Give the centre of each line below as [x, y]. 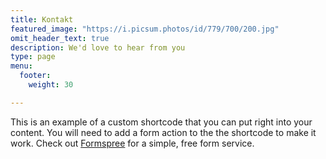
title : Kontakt [42, 19]
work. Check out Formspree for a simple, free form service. [132, 143]
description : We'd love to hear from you [98, 47]
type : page [33, 57]
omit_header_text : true [60, 38]
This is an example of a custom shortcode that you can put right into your [161, 122]
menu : [21, 66]
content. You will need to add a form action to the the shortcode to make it [163, 132]
